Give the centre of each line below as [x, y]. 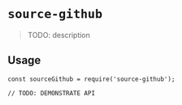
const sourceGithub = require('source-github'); [91, 79]
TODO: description [59, 35]
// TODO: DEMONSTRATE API [51, 93]
